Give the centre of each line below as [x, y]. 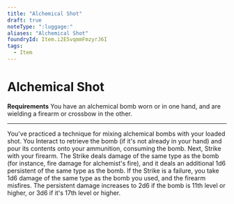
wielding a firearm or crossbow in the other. [70, 113]
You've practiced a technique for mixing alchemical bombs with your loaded [116, 134]
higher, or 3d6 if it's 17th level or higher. [64, 193]
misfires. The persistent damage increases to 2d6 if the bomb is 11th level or [116, 185]
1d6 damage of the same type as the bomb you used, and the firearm [107, 178]
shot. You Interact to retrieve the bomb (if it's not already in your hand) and [115, 141]
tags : [15, 46]
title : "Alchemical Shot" [45, 14]
